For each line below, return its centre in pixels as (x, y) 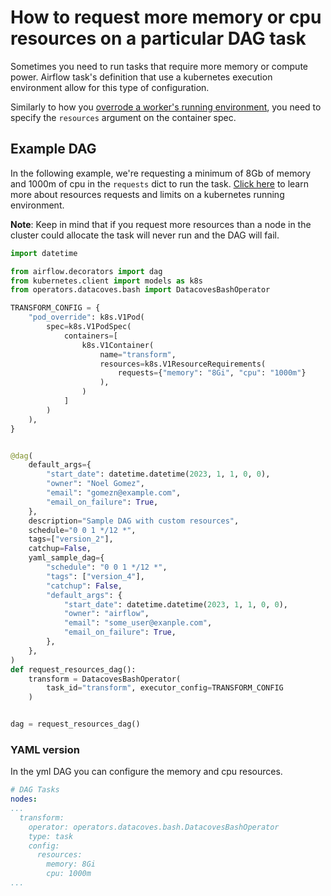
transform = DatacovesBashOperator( (105, 679)
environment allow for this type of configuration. (110, 87)
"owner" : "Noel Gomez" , (95, 484)
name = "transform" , (138, 354)
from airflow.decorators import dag (86, 271)
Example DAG (53, 149)
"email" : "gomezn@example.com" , (114, 493)
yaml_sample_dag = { (66, 558)
